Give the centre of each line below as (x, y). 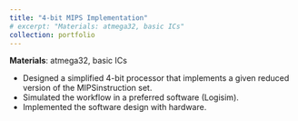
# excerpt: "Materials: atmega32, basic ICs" (97, 26)
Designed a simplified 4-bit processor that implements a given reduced (156, 78)
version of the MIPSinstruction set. (87, 88)
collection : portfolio (52, 35)
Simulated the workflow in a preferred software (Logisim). (130, 97)
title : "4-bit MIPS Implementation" (79, 18)
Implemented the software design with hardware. (114, 107)
